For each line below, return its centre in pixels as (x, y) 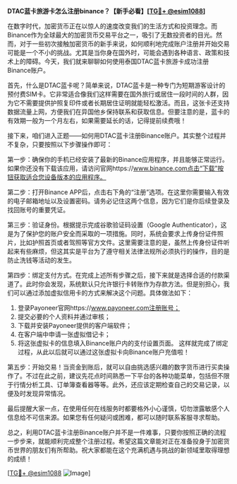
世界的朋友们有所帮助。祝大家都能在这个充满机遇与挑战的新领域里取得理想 (121, 450)
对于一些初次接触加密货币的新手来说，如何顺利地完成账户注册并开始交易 (124, 44)
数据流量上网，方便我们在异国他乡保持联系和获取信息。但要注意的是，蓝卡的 (119, 112)
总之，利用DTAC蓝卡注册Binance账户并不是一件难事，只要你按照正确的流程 (117, 432)
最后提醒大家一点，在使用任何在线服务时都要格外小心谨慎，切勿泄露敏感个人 (119, 408)
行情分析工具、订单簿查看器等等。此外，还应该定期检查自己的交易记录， (118, 385)
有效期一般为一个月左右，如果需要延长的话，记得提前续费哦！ (97, 120)
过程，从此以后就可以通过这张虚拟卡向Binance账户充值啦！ (103, 352)
